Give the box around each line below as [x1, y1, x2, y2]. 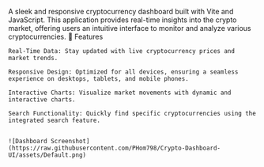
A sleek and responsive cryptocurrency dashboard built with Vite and [8, 7, 234, 16]
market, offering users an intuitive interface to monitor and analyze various [8, 24, 251, 32]
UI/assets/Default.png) [8, 151, 87, 159]
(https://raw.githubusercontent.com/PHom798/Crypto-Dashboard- [8, 144, 221, 152]
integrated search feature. [8, 116, 101, 124]
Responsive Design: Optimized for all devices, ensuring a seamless [8, 68, 239, 76]
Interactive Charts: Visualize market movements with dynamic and [8, 89, 232, 97]
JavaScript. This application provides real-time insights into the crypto [8, 15, 237, 25]
